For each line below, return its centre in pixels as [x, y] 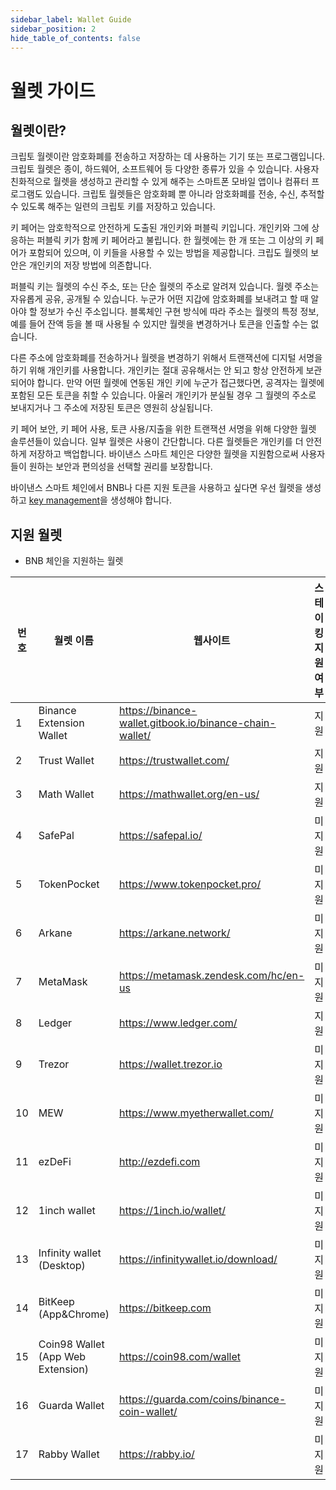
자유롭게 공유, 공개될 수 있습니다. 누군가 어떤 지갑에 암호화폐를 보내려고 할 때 [159, 299]
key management [64, 500]
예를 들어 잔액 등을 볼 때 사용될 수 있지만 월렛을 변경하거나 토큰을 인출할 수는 [159, 324]
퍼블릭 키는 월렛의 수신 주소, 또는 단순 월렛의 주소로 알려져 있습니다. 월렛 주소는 [165, 287]
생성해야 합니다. [141, 500]
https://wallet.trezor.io [171, 1064]
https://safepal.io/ [161, 836]
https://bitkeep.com [165, 1308]
